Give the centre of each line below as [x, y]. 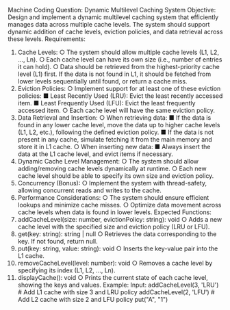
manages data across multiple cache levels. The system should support [109, 24]
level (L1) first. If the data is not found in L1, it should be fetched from [114, 74]
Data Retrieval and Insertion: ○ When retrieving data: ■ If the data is [114, 118]
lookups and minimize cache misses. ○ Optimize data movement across [119, 205]
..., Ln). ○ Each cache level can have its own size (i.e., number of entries [120, 60]
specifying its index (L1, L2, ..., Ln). [66, 270]
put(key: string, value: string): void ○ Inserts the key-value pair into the [118, 248]
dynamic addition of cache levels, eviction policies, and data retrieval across [115, 31]
